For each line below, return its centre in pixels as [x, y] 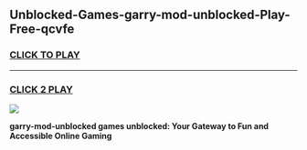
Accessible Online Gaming [61, 135]
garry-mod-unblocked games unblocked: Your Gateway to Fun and [139, 125]
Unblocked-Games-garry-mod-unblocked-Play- [150, 15]
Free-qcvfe [42, 30]
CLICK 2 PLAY [41, 89]
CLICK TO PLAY [45, 55]
